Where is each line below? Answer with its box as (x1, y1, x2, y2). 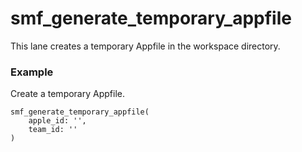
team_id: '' (28, 125, 78, 135)
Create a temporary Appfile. (10, 88, 125, 100)
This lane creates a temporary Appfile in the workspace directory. (10, 40, 281, 52)
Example (10, 65, 54, 79)
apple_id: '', (28, 116, 87, 126)
